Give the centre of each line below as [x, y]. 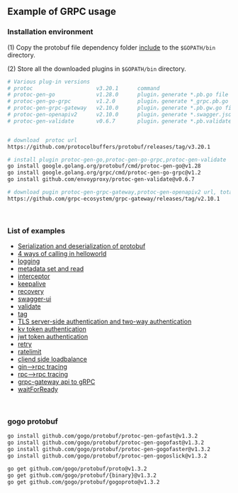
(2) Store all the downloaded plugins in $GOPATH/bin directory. [97, 68]
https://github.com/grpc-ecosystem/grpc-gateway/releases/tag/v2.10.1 [114, 199]
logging [29, 261]
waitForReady [38, 389]
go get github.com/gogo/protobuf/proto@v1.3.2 [77, 469]
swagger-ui [34, 299]
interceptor [34, 277]
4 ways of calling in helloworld [62, 254]
